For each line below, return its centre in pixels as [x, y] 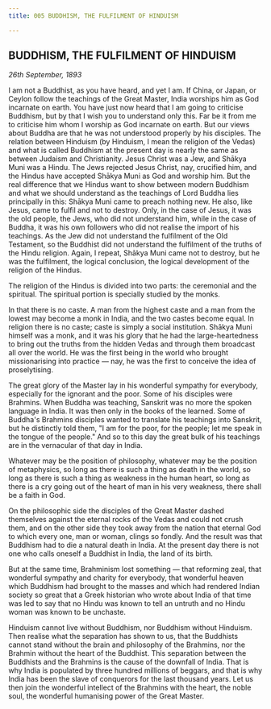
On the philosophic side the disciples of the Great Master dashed [116, 511]
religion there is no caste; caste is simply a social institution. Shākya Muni [130, 327]
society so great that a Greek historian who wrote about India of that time [130, 595]
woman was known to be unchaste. [67, 612]
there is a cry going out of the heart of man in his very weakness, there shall [135, 487]
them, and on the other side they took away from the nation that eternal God [135, 528]
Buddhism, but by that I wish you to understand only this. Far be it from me [132, 116]
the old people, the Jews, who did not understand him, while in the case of [132, 219]
